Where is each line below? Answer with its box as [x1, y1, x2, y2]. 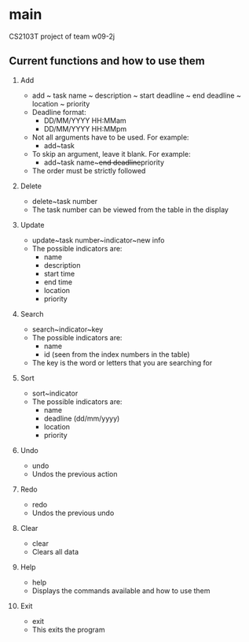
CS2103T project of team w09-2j [9, 32, 115, 41]
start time [43, 269, 75, 278]
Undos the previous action [31, 469, 118, 478]
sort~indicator [31, 388, 79, 398]
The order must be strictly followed [31, 165, 146, 175]
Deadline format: [31, 107, 86, 117]
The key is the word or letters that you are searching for [31, 358, 213, 367]
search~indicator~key [31, 325, 104, 334]
